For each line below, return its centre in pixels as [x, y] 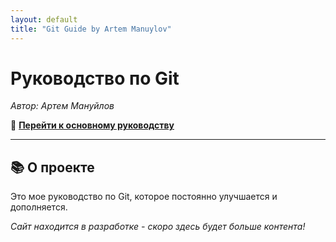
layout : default [44, 19]
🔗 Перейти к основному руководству [92, 125]
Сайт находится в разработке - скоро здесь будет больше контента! [158, 227]
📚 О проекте [52, 167]
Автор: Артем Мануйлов [62, 106]
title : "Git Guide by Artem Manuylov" [91, 29]
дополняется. [39, 207]
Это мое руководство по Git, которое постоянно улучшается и [144, 197]
